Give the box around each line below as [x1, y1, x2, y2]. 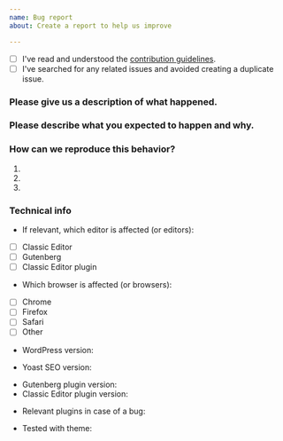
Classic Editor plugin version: [21, 388, 128, 399]
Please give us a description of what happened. [9, 95, 218, 107]
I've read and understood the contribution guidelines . [21, 53, 217, 64]
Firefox [21, 307, 49, 318]
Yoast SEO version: [21, 361, 93, 373]
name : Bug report [9, 12, 73, 22]
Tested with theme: [21, 422, 93, 433]
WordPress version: [21, 344, 95, 355]
